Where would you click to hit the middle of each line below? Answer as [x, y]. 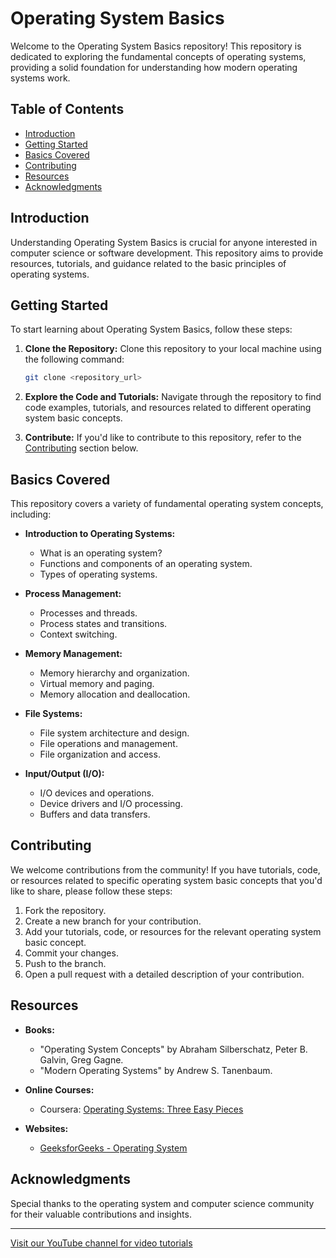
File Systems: [53, 714]
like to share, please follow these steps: [91, 891]
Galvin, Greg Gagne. [81, 1059]
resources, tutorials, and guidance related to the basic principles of [148, 263]
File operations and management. [108, 744]
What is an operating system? [101, 553]
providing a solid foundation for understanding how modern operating [154, 67]
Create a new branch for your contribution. [113, 921]
